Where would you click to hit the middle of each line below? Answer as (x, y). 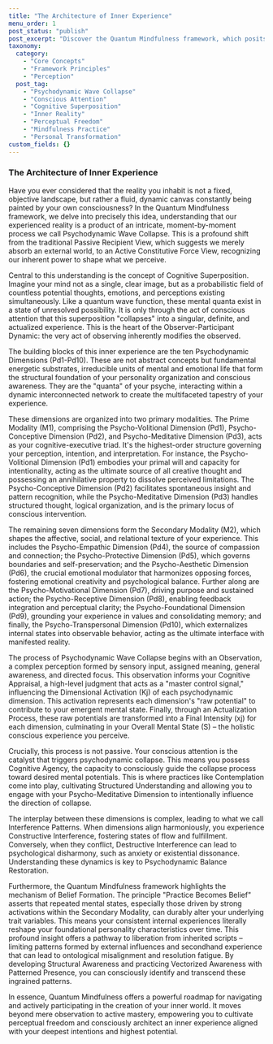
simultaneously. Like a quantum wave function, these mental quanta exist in (135, 301)
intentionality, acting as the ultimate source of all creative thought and (125, 470)
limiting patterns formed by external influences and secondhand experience (135, 947)
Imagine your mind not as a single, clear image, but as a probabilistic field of (136, 284)
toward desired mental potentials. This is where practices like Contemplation (136, 777)
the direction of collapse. (50, 803)
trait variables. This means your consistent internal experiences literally (128, 921)
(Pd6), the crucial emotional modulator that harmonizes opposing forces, (130, 573)
